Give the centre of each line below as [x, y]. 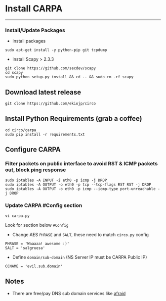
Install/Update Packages [35, 30]
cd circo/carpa [21, 130]
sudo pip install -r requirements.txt [45, 134]
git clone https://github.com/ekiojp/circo [51, 104]
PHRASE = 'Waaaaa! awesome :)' [37, 244]
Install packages [29, 41]
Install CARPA [34, 9]
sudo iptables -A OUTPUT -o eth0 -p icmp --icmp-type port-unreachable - [83, 189]
